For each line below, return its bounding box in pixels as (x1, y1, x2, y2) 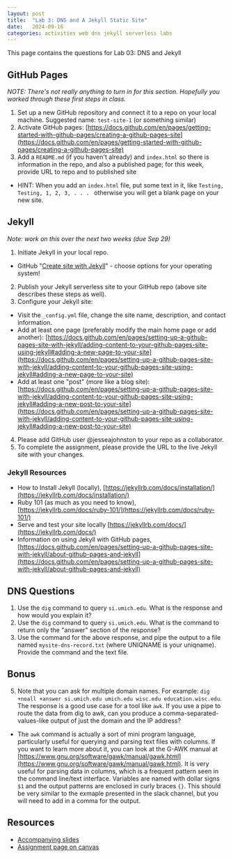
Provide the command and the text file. (17, 648, 129, 656)
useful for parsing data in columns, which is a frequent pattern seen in (17, 767, 219, 775)
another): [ (17, 332, 48, 342)
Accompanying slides (17, 835, 80, 843)
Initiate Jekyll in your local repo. (17, 248, 109, 256)
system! (17, 269, 40, 277)
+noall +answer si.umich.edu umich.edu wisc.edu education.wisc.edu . (17, 694, 223, 703)
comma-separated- (163, 709, 219, 717)
